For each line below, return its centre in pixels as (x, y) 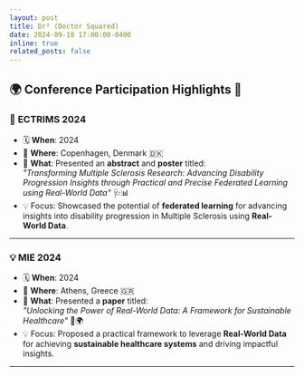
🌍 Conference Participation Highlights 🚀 (126, 89)
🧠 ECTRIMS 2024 (48, 120)
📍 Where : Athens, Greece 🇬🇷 (78, 291)
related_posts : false (50, 52)
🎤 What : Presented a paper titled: (85, 301)
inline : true (34, 43)
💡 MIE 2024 (35, 257)
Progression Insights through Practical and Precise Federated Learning (155, 182)
